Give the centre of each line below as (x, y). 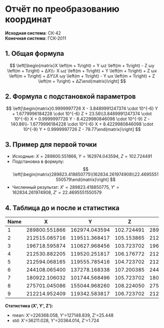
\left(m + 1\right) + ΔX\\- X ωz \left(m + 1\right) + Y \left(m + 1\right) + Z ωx (82, 71)
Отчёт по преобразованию (62, 9)
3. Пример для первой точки (51, 144)
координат (28, 19)
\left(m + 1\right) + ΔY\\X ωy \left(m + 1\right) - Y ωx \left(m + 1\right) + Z (82, 76)
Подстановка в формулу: (38, 162)
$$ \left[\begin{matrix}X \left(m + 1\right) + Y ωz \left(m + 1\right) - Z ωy (82, 65)
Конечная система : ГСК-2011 (36, 38)
